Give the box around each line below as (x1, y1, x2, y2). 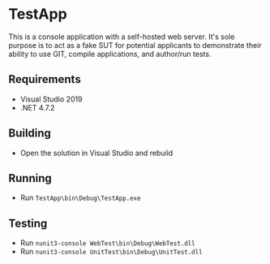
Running (8, 171, 53, 185)
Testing (8, 216, 48, 230)
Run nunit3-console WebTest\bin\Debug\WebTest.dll (19, 238, 196, 248)
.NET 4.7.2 (19, 102, 55, 112)
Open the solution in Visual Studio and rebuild (19, 148, 174, 158)
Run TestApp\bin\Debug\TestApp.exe (19, 193, 141, 203)
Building (8, 127, 51, 141)
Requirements (8, 72, 81, 86)
